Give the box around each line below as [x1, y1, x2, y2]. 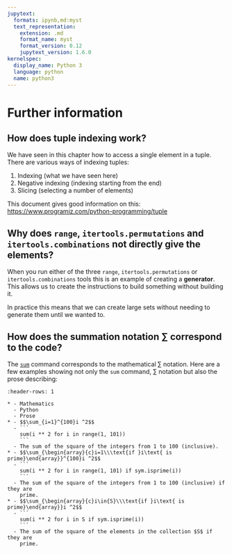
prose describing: [7, 375, 58, 383]
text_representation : [13, 23, 76, 30]
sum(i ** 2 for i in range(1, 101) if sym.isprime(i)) [19, 467, 182, 474]
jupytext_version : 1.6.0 [19, 49, 92, 56]
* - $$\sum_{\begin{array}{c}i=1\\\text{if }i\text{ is [7, 449, 172, 456]
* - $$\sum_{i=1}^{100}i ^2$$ [7, 418, 95, 425]
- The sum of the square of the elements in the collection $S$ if [13, 528, 213, 535]
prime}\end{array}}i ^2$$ [7, 504, 82, 511]
